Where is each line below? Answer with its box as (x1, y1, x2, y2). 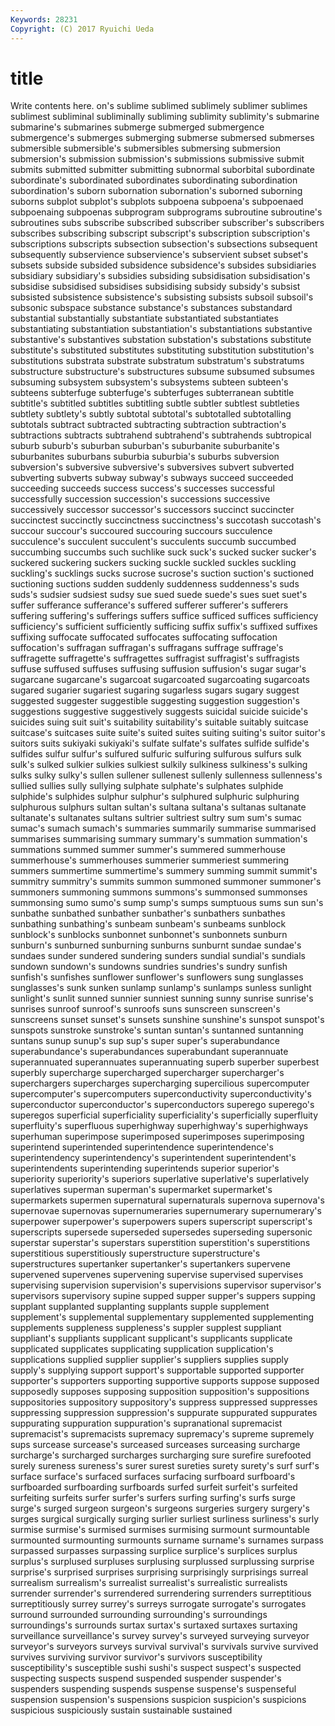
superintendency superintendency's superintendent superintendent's (10, 1152, 297, 1164)
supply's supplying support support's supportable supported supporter (10, 1364, 305, 1376)
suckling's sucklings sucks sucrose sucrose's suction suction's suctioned (10, 567, 315, 580)
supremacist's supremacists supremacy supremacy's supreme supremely (10, 1428, 315, 1440)
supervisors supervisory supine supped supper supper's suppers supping (10, 1290, 316, 1302)
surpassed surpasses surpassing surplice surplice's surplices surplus (10, 1545, 298, 1557)
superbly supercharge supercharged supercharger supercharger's (10, 1067, 285, 1079)
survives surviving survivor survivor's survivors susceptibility (10, 1651, 263, 1663)
